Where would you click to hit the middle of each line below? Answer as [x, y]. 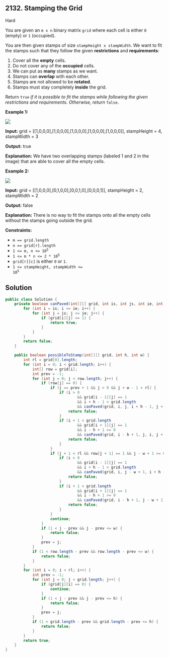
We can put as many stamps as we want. [55, 71]
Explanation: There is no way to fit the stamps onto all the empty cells [78, 215]
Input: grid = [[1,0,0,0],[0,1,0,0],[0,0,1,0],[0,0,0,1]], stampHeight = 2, [74, 190]
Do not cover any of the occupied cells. [54, 65]
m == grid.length [31, 240]
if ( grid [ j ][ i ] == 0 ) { [66, 585]
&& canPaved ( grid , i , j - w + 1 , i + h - [121, 472]
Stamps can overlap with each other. [51, 76]
